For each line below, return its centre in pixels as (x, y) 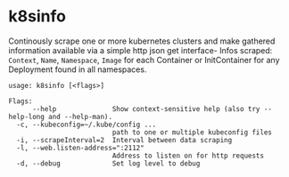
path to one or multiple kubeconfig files (192, 132)
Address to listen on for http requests (188, 156)
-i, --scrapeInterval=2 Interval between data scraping (124, 140)
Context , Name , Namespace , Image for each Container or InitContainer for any (144, 60)
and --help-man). (80, 117)
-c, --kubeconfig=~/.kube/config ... (87, 125)
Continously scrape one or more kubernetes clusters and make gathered (142, 41)
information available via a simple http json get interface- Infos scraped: (140, 50)
